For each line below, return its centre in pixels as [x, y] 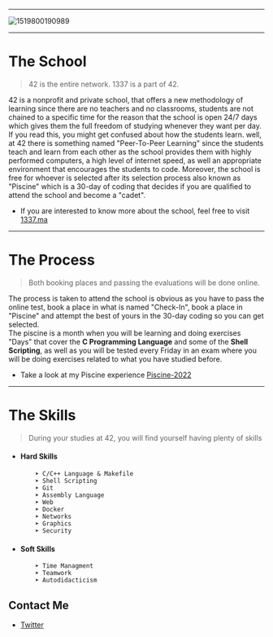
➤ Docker [50, 510]
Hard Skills [39, 456]
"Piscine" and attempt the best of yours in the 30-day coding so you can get [136, 315]
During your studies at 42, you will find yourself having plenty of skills [145, 437]
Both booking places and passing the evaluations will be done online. [144, 283]
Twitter [32, 625]
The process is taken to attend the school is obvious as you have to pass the [136, 298]
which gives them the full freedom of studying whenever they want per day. [135, 125]
